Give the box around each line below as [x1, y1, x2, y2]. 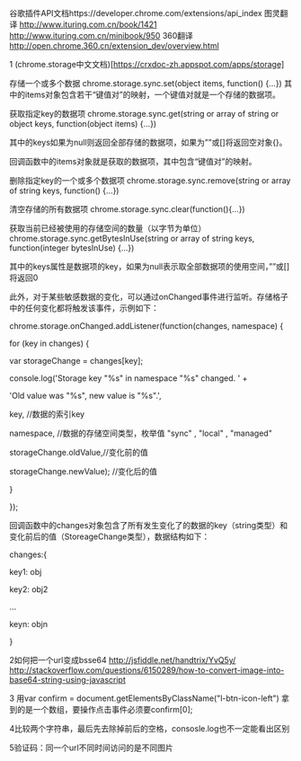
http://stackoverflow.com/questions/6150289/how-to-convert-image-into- [9, 665, 285, 676]
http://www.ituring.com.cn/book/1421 [19, 19, 157, 30]
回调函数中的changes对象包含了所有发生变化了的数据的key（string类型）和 [9, 520, 288, 530]
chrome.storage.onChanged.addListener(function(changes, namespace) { [9, 321, 284, 331]
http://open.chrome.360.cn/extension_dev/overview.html [9, 40, 220, 51]
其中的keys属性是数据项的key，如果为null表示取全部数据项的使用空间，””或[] [9, 261, 290, 271]
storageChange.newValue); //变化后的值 [9, 466, 158, 476]
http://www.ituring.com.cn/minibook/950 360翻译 [9, 31, 193, 40]
